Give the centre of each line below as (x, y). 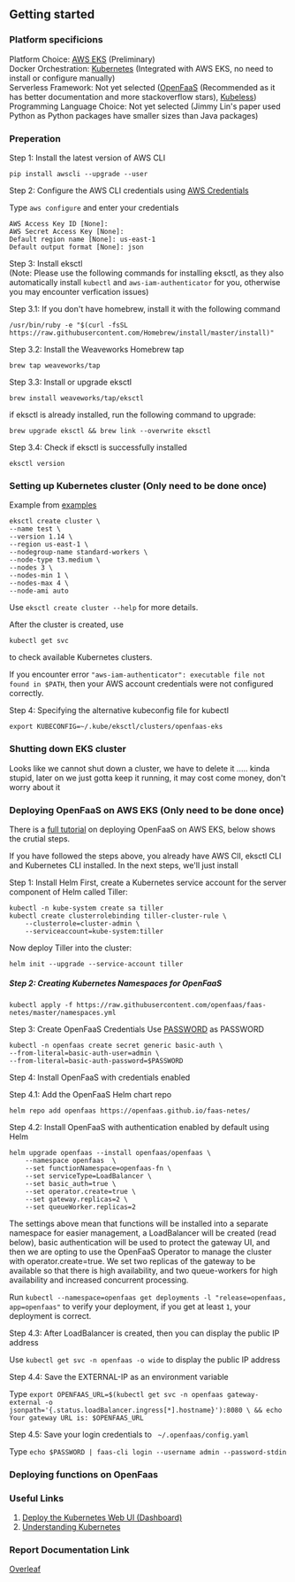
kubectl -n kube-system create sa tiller (87, 908)
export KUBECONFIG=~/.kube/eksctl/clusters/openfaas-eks (116, 727)
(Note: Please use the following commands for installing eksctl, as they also (147, 273)
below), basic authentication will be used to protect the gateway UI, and (140, 1242)
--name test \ (35, 529)
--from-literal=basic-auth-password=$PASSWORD (96, 1061)
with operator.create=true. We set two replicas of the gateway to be (132, 1260)
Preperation (35, 138)
